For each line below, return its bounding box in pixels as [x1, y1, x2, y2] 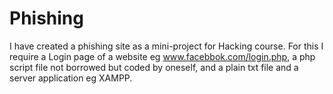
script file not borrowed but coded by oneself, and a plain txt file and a [9, 61, 299, 73]
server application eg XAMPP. [9, 72, 133, 84]
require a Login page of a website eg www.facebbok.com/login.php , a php [9, 50, 316, 62]
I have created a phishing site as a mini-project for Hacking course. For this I [9, 40, 324, 52]
